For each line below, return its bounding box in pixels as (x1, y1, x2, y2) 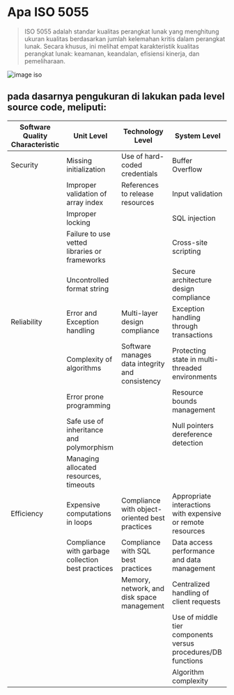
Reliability (10, 316, 43, 326)
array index (65, 197, 104, 207)
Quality (22, 130, 48, 140)
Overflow (171, 165, 203, 174)
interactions (171, 500, 211, 510)
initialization (65, 165, 106, 174)
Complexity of (65, 354, 113, 364)
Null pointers (171, 420, 214, 430)
